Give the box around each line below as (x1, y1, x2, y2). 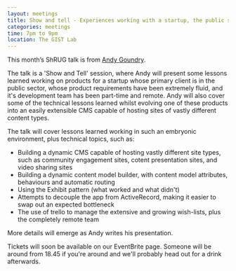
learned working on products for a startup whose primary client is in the (7, 76, 216, 85)
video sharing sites (17, 163, 73, 172)
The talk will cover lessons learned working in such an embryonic (7, 127, 197, 136)
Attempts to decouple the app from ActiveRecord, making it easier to (17, 193, 216, 202)
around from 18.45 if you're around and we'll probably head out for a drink (7, 250, 222, 258)
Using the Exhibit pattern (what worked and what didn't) (17, 186, 181, 194)
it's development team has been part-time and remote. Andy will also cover (7, 92, 225, 100)
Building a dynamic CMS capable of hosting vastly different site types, (17, 148, 221, 157)
